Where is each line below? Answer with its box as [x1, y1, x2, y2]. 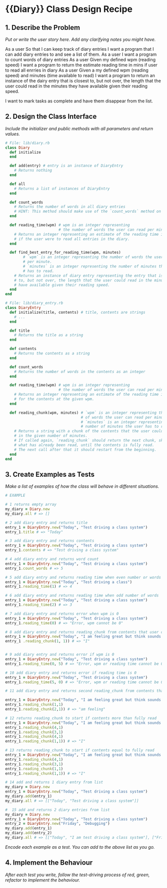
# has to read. [23, 268, 55, 273]
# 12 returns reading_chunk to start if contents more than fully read [5, 715, 157, 720]
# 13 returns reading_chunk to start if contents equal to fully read [5, 748, 155, 753]
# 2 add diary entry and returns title [5, 520, 88, 525]
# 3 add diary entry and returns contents [5, 538, 94, 543]
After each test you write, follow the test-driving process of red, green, [5, 872, 150, 878]
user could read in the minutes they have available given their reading [5, 83, 148, 89]
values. [5, 131, 20, 137]
